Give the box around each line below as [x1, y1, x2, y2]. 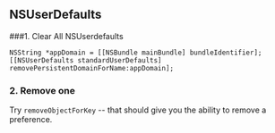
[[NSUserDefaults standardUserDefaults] [9, 55, 163, 65]
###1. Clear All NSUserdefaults [9, 30, 124, 41]
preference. [9, 114, 53, 125]
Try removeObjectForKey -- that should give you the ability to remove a [9, 104, 267, 115]
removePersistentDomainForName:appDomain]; [9, 63, 175, 72]
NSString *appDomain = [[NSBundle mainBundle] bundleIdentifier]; [9, 48, 262, 57]
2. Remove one [9, 84, 76, 96]
